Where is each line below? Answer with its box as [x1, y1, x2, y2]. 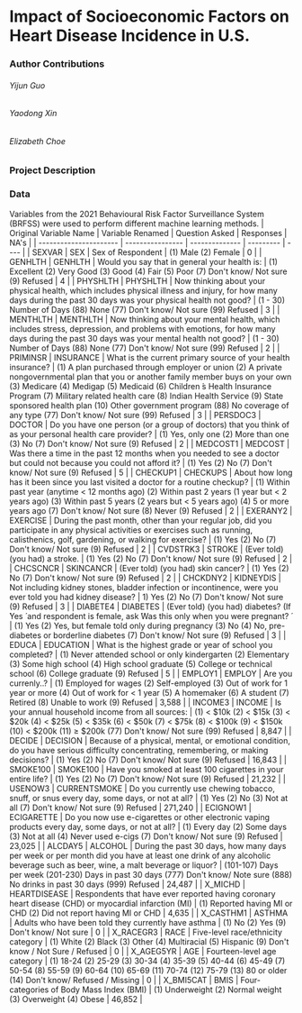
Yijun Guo [9, 79, 46, 91]
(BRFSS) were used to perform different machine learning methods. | [9, 218, 264, 229]
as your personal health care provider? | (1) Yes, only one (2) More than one [9, 428, 289, 439]
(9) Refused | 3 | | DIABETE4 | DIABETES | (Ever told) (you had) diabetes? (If [9, 601, 291, 612]
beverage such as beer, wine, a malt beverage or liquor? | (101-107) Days [9, 859, 279, 871]
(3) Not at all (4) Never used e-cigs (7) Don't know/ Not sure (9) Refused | [9, 831, 283, 842]
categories [9, 984, 49, 995]
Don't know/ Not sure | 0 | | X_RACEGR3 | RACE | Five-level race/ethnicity [9, 926, 283, 937]
